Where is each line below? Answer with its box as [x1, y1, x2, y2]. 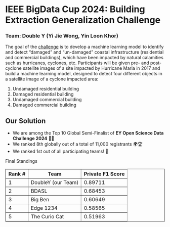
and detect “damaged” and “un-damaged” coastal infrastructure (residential [5, 49, 164, 55]
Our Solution [5, 116, 46, 125]
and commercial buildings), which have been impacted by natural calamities [5, 55, 163, 61]
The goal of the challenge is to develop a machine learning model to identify [5, 44, 164, 50]
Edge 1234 [30, 205, 58, 212]
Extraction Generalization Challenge [5, 14, 161, 26]
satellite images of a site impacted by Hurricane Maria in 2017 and [22, 65, 160, 71]
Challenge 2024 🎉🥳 [12, 135, 55, 142]
